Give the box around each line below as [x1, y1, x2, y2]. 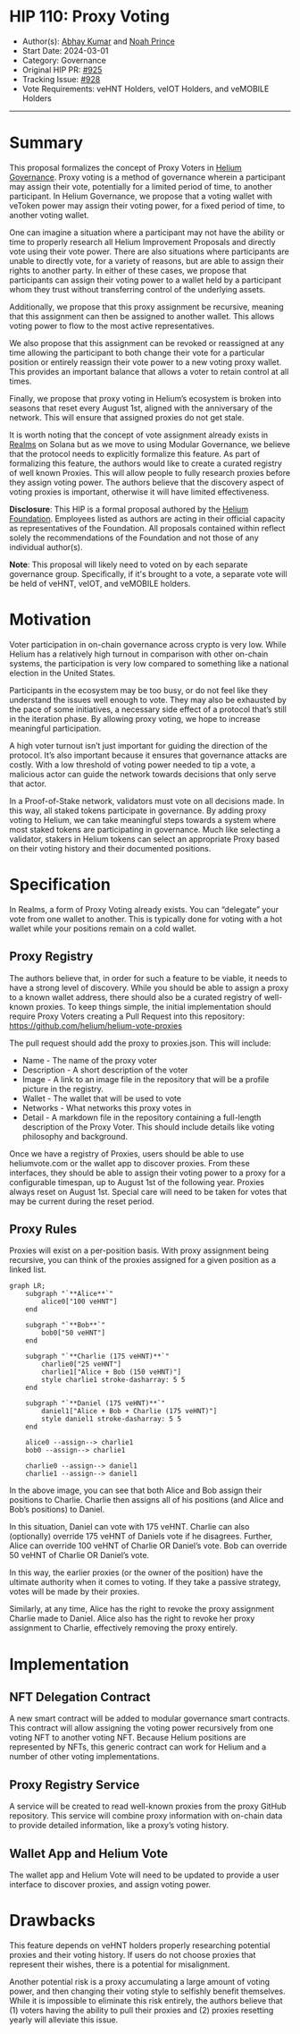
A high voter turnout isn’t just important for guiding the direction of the [9, 740, 268, 750]
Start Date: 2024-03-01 [21, 45, 109, 55]
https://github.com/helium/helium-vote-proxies [9, 1020, 183, 1030]
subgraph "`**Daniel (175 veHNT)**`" [25, 1399, 166, 1408]
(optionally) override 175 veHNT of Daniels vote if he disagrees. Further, [9, 1531, 273, 1542]
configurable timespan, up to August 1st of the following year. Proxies [9, 1176, 265, 1187]
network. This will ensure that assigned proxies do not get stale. [9, 411, 245, 422]
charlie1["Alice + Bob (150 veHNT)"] [41, 1368, 181, 1377]
